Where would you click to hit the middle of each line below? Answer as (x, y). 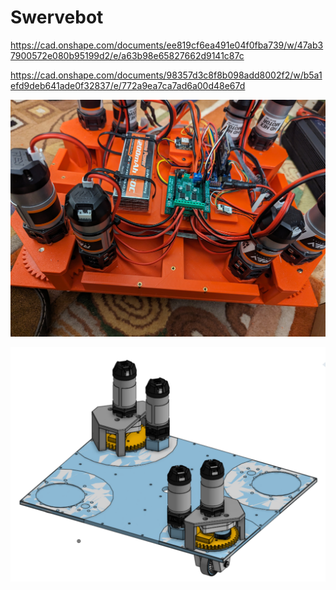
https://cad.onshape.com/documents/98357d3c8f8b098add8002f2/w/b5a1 (166, 75)
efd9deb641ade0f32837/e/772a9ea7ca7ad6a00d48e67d (128, 85)
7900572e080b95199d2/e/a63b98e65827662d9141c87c (127, 55)
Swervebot (57, 17)
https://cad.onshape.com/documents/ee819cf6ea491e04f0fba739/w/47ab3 (167, 45)
